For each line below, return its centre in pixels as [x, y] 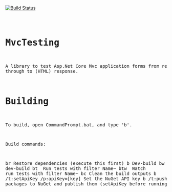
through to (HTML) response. [42, 71]
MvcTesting [33, 43]
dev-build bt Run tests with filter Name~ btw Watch [76, 168]
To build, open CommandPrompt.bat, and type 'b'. [69, 125]
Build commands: [26, 144]
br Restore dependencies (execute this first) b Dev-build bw [85, 163]
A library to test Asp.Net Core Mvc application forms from [82, 66]
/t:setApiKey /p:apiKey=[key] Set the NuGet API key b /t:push [86, 179]
